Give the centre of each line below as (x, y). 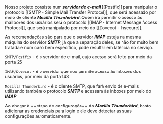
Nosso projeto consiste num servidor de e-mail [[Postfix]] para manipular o (81, 7)
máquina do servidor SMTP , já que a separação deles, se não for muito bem (82, 42)
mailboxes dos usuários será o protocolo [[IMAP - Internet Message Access (81, 22)
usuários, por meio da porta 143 (37, 77)
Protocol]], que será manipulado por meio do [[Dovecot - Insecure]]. (74, 28)
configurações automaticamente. (38, 116)
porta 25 (14, 62)
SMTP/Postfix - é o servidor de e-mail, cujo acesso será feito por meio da (79, 57)
